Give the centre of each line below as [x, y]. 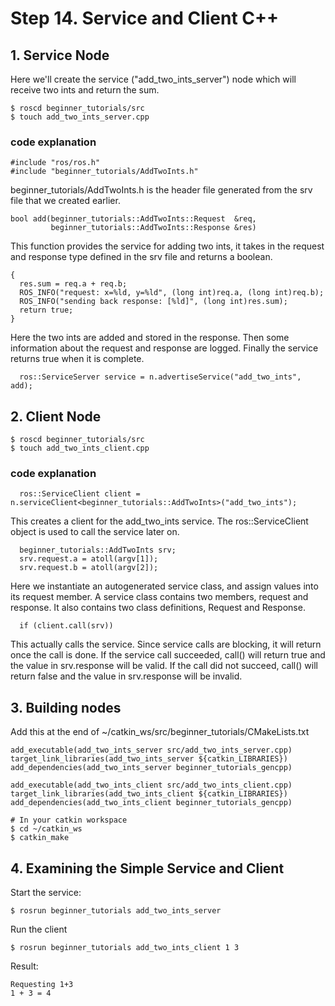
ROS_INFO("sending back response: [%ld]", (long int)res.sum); [153, 302]
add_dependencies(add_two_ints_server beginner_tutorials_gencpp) [151, 768]
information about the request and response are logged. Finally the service [164, 348]
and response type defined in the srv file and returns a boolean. [141, 257]
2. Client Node [56, 416]
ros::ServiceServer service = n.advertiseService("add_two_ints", [160, 377]
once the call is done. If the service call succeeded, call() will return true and [168, 655]
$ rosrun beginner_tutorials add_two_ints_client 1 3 [125, 948]
